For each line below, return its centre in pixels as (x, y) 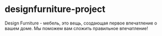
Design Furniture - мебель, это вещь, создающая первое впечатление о (81, 23)
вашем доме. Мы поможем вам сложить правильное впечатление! (76, 28)
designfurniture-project (55, 9)
